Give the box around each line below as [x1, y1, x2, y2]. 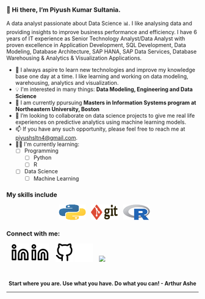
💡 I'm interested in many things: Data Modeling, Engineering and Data [15, 85, 193, 93]
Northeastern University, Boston [15, 106, 99, 113]
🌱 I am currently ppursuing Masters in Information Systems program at [15, 99, 196, 106]
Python [33, 154, 52, 161]
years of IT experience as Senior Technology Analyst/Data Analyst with [6, 35, 185, 42]
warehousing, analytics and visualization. [15, 79, 119, 87]
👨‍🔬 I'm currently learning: [15, 140, 79, 148]
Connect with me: [6, 229, 60, 237]
